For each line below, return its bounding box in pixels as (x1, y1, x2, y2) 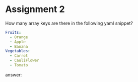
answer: (5, 71, 22, 77)
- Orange (10, 34, 28, 40)
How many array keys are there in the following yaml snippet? (5, 20, 133, 26)
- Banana (10, 44, 28, 49)
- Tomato (10, 63, 28, 68)
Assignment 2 (5, 4, 65, 15)
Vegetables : (5, 49, 30, 54)
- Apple (10, 39, 26, 44)
